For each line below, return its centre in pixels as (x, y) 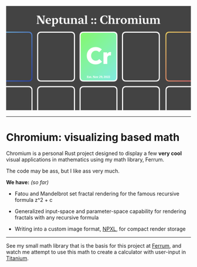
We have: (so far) (27, 182)
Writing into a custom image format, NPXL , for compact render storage (100, 229)
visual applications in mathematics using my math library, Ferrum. (85, 160)
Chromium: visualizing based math (93, 137)
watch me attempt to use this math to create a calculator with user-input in (96, 252)
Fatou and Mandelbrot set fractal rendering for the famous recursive (97, 194)
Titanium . (18, 258)
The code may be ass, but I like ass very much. (63, 171)
